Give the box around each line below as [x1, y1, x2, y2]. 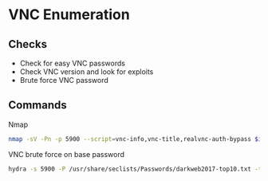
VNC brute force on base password [8, 149, 125, 159]
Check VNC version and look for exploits [19, 67, 154, 77]
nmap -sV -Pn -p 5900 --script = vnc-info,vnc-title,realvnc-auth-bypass [8, 135, 251, 143]
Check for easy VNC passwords [19, 58, 126, 68]
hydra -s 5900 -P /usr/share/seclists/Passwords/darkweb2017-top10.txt [8, 165, 251, 173]
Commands [8, 98, 68, 112]
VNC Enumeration [8, 6, 130, 24]
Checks [8, 37, 48, 51]
